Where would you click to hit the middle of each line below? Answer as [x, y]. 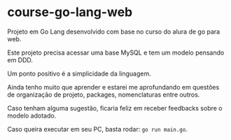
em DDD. [20, 59]
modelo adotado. [32, 115]
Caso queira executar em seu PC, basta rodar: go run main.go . [97, 129]
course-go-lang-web [70, 12]
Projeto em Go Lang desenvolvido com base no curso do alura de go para [114, 31]
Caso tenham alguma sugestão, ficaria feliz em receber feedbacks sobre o [115, 108]
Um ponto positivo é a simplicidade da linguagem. [79, 73]
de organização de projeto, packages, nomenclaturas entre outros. [104, 94]
